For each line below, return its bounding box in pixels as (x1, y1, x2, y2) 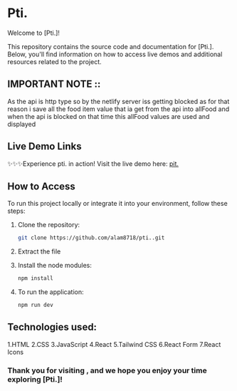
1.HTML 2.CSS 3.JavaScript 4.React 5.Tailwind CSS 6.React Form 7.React (7, 340, 221, 348)
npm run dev (17, 301, 53, 309)
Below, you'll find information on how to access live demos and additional (7, 50, 223, 58)
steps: (7, 207, 26, 215)
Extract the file (17, 247, 61, 256)
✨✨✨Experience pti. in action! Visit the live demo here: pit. (7, 159, 179, 168)
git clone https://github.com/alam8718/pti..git (17, 234, 165, 241)
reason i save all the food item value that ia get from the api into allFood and (7, 105, 230, 113)
